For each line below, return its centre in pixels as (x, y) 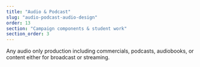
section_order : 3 (28, 34)
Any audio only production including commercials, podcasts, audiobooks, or (100, 51)
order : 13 (19, 23)
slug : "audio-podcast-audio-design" (52, 17)
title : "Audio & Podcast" (38, 12)
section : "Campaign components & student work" (67, 28)
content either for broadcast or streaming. (58, 57)
